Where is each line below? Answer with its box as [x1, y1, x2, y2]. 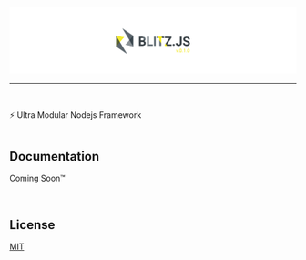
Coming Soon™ [9, 172, 66, 184]
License [9, 217, 56, 233]
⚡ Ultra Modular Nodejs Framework [9, 109, 142, 120]
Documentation [9, 149, 100, 164]
